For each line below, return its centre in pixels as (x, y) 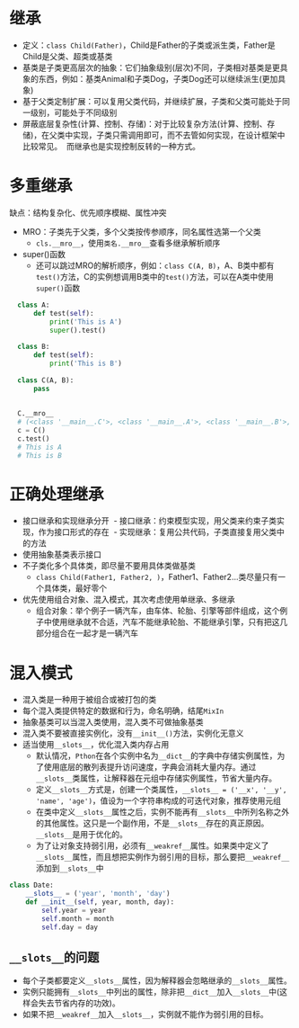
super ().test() (77, 330)
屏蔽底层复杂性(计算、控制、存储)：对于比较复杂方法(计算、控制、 (145, 123)
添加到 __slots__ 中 (70, 868)
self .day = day (70, 927)
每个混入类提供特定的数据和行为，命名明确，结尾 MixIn (123, 711)
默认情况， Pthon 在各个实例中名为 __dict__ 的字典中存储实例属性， (156, 755)
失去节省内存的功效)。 (79, 1003)
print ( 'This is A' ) (86, 322)
